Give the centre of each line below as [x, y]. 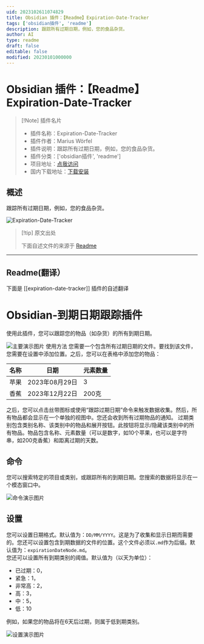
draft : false [23, 46]
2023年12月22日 [53, 394]
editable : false [27, 52]
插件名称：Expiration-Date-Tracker [73, 133]
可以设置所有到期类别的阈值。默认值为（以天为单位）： [85, 557]
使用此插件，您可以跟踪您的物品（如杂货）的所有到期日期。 [81, 333]
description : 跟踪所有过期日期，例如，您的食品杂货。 [67, 29]
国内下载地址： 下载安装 [59, 171]
